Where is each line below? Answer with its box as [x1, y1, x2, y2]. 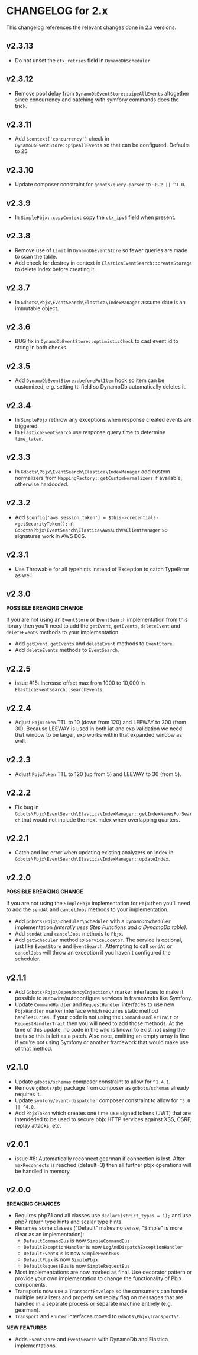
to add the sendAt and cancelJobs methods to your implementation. [6, 906, 169, 913]
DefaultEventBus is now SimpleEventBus [23, 1250, 119, 1257]
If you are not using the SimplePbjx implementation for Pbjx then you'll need [6, 900, 190, 907]
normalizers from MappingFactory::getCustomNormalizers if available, [14, 474, 183, 481]
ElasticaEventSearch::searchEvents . [14, 686, 105, 693]
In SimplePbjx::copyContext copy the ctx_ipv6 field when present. [14, 214, 176, 221]
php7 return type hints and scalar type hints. [14, 1218, 123, 1226]
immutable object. [14, 304, 59, 312]
